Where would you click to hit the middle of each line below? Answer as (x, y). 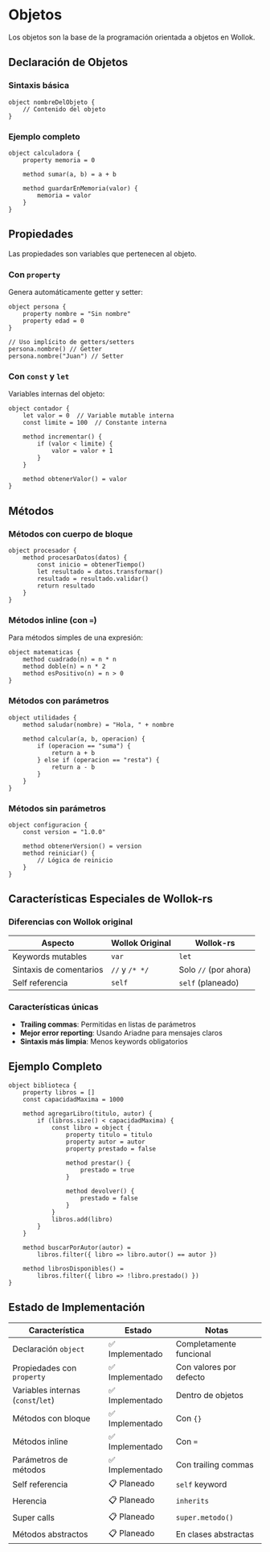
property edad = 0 (53, 321)
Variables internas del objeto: (57, 394)
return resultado (66, 586)
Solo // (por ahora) (215, 969)
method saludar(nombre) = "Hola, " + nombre (98, 724)
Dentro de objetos (209, 1395)
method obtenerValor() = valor (75, 479)
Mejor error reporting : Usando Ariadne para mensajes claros (121, 1032)
